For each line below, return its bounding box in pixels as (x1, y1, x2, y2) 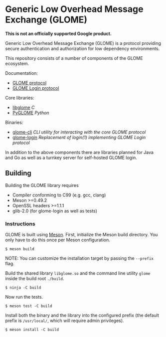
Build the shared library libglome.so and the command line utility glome (5, 270, 151, 276)
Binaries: (5, 119, 23, 125)
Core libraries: (5, 95, 34, 101)
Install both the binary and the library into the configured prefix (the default (5, 313, 160, 319)
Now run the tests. (5, 294, 43, 300)
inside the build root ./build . (5, 276, 64, 282)
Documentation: (5, 70, 38, 76)
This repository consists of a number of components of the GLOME (5, 55, 143, 61)
